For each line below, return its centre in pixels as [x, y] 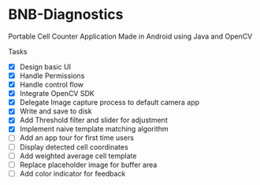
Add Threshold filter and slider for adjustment [93, 120]
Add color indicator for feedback [72, 173]
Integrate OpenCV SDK [57, 94]
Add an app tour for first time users [76, 138]
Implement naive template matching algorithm [94, 129]
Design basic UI [45, 67]
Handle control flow [52, 85]
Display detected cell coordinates [74, 146]
